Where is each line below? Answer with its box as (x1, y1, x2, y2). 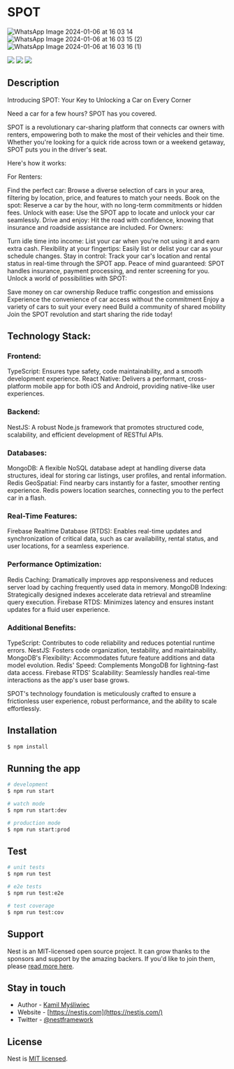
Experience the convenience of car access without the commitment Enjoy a (7, 295, 225, 304)
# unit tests (7, 864, 45, 871)
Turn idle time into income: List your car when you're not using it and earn (7, 236, 220, 245)
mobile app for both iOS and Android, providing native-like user (32, 382, 215, 390)
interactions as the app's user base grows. (7, 676, 130, 684)
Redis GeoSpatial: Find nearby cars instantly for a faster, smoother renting (7, 479, 221, 487)
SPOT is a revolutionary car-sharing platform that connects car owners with (7, 123, 225, 131)
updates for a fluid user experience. (7, 605, 110, 613)
